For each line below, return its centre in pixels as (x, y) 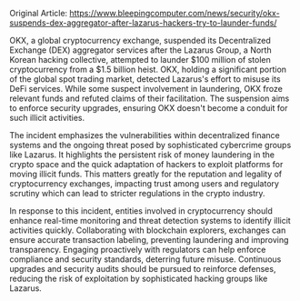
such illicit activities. (47, 118)
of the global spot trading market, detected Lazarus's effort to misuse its (145, 79)
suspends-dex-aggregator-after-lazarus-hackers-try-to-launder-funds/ (143, 23)
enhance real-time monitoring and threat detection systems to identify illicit (150, 221)
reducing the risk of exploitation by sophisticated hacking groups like (139, 278)
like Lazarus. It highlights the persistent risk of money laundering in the (142, 155)
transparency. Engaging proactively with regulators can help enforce (138, 250)
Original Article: (39, 13)
